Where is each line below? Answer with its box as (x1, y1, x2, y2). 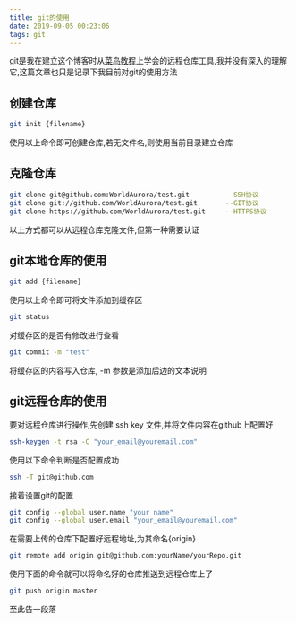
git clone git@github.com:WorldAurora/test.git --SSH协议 (9, 190, 259, 199)
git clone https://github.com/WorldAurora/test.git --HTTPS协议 (9, 207, 267, 216)
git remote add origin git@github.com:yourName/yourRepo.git (9, 551, 242, 560)
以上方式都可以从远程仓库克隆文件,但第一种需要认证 (9, 224, 200, 235)
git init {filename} (9, 120, 87, 129)
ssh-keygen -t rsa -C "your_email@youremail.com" (9, 437, 199, 446)
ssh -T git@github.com (9, 472, 94, 481)
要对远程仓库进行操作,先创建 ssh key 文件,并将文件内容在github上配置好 (9, 419, 274, 430)
